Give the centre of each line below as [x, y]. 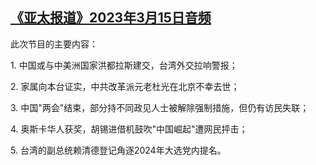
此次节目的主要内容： [54, 44]
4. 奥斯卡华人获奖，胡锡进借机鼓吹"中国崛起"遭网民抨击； [129, 129]
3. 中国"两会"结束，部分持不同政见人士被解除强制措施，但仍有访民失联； [160, 107]
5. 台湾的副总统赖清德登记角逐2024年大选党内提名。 [118, 150]
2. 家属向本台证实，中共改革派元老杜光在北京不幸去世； [125, 86]
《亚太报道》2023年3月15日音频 [111, 18]
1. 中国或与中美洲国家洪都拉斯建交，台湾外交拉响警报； [124, 65]
